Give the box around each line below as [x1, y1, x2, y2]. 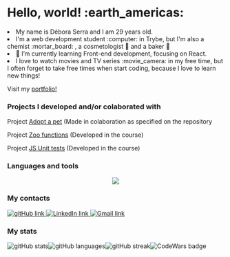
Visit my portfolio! [7, 85, 57, 93]
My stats [7, 226, 37, 236]
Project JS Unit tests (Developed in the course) [7, 144, 140, 153]
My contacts [7, 194, 50, 203]
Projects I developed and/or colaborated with [7, 102, 161, 111]
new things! [7, 71, 41, 80]
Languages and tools [7, 161, 79, 171]
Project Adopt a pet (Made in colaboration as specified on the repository [7, 118, 213, 126]
